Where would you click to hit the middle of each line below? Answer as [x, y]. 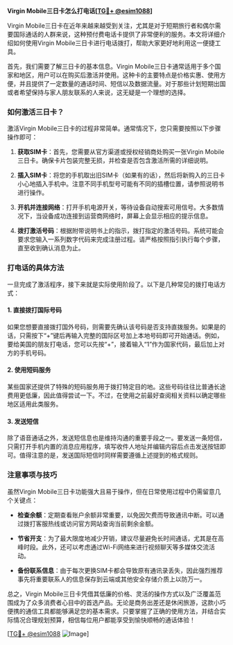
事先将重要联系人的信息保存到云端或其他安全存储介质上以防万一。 [111, 579]
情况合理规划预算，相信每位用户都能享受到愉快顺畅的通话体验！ [104, 619]
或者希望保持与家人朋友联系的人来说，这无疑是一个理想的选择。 [98, 92]
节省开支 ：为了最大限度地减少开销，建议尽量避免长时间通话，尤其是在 [118, 538]
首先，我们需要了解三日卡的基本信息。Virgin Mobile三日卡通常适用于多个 [111, 66]
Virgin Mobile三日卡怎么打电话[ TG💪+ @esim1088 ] [80, 11]
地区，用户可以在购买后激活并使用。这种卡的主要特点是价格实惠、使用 [119, 75]
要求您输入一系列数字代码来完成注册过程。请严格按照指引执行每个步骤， [120, 239]
